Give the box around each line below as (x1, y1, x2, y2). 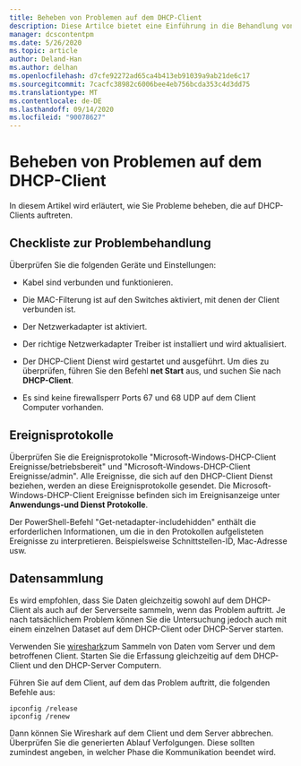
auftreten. (37, 210, 73, 220)
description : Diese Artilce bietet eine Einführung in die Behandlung (9, 22, 279, 30)
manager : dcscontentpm (9, 30, 94, 39)
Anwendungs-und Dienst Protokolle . (9, 499, 149, 510)
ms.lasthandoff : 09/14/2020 (9, 105, 115, 114)
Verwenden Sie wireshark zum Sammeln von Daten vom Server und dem (9, 641, 276, 651)
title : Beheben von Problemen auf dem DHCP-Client (9, 13, 202, 22)
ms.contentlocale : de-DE (9, 96, 102, 106)
